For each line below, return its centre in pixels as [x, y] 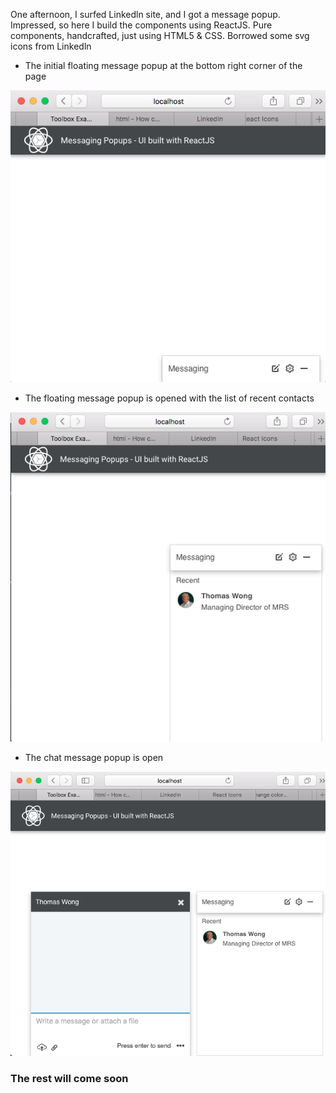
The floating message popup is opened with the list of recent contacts [169, 398]
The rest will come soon [69, 1078]
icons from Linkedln [51, 46]
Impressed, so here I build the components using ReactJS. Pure [141, 25]
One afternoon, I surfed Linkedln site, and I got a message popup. [145, 14]
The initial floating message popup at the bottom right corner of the [163, 65]
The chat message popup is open [94, 757]
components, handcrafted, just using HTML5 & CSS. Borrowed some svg [160, 35]
